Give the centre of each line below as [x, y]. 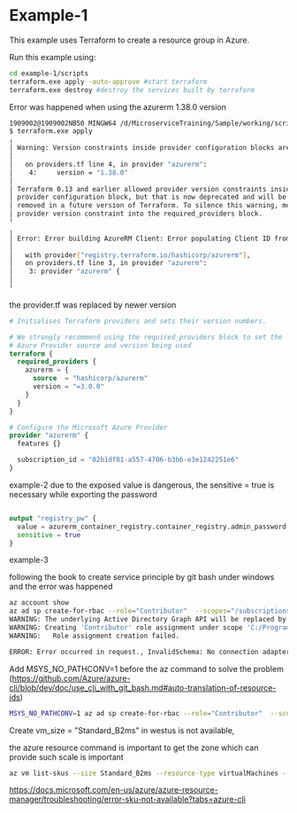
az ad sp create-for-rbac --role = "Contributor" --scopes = [120, 611]
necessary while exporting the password [83, 494]
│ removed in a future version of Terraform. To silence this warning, [144, 206]
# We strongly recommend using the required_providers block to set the [146, 337]
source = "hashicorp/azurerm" [90, 379]
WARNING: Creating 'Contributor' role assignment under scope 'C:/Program [150, 628]
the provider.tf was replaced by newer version [93, 305]
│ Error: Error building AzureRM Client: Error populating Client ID [140, 238]
